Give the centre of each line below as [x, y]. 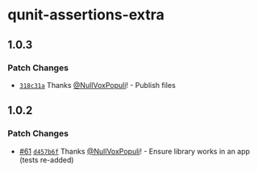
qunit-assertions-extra [86, 15]
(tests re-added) [46, 160]
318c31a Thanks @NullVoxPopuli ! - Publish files [98, 85]
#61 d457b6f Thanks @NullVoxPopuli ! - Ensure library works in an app [135, 151]
